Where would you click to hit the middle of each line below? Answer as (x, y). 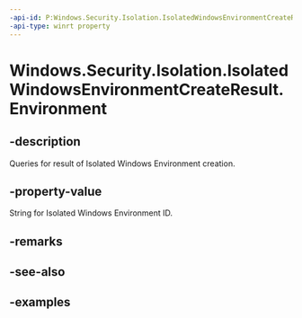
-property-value (56, 191)
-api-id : (26, 18)
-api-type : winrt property (60, 26)
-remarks (36, 241)
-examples (40, 302)
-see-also (37, 272)
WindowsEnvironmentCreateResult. (147, 89)
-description (45, 141)
